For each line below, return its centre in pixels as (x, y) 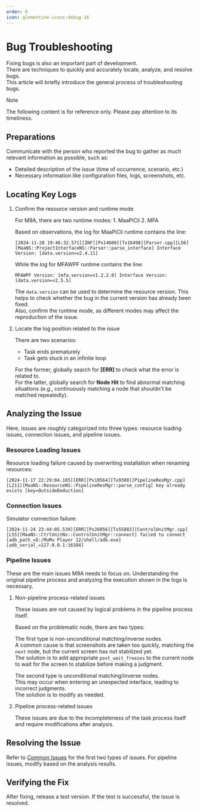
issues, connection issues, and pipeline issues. (64, 434)
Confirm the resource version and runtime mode (74, 209)
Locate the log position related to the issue (67, 328)
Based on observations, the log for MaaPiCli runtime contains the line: (101, 232)
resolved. (18, 803)
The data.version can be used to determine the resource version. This (101, 292)
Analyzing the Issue (44, 414)
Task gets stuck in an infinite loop (65, 358)
